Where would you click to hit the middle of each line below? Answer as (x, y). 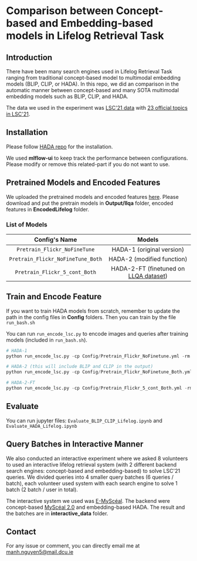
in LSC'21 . (18, 114)
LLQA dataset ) (148, 276)
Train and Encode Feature (54, 297)
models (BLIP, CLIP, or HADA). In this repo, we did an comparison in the (92, 84)
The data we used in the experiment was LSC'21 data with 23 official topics (97, 108)
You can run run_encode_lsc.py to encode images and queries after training (97, 333)
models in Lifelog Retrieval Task (85, 36)
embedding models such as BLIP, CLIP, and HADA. (67, 96)
